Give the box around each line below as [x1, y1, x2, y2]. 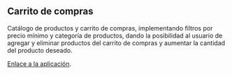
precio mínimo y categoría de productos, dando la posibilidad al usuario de [7, 31, 223, 40]
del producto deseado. [7, 46, 73, 54]
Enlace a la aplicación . [7, 59, 72, 68]
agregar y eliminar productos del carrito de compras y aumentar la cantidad [7, 38, 226, 47]
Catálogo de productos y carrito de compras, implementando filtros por [7, 24, 213, 32]
